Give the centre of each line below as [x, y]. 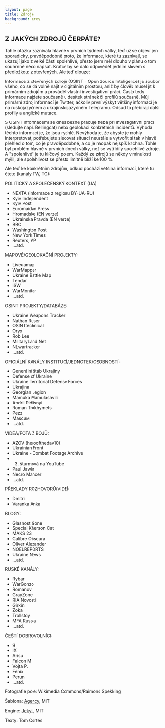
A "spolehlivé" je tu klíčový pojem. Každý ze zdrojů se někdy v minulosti [78, 154]
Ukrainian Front [28, 448]
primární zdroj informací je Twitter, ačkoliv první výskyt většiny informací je [81, 102]
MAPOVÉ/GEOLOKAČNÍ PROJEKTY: [41, 255]
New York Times [29, 235]
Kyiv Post [22, 203]
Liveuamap [23, 265]
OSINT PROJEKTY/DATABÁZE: [36, 306]
